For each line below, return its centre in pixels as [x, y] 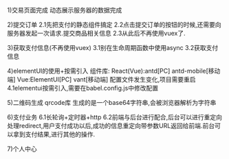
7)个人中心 [22, 149]
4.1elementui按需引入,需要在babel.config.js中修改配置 [83, 88]
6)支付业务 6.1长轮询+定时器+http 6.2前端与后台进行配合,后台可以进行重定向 [115, 117]
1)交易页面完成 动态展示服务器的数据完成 [65, 10]
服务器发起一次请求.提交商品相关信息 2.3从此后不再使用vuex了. [96, 33]
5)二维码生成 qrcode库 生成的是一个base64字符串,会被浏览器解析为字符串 [112, 102]
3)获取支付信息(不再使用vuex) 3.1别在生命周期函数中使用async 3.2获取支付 [113, 48]
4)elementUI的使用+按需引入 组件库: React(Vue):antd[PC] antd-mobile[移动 [114, 71]
